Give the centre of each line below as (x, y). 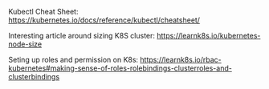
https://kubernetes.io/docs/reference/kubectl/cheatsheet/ (104, 20)
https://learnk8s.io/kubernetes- (208, 36)
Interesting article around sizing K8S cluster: (82, 36)
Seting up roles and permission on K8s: (73, 60)
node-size (25, 44)
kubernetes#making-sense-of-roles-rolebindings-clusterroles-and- (120, 68)
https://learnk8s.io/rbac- (181, 60)
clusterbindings (34, 77)
